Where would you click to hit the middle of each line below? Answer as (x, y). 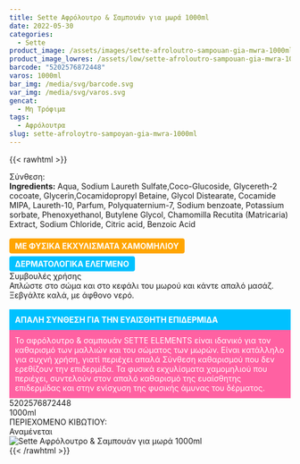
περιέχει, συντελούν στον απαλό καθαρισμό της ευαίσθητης (128, 378)
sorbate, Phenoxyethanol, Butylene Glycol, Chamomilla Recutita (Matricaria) (149, 215)
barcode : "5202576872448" (57, 68)
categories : (31, 34)
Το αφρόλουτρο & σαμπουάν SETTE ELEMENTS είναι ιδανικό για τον (143, 340)
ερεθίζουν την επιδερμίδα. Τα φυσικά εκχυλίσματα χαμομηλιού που (141, 368)
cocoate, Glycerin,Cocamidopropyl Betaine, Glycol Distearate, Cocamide (143, 195)
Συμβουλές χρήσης (46, 276)
